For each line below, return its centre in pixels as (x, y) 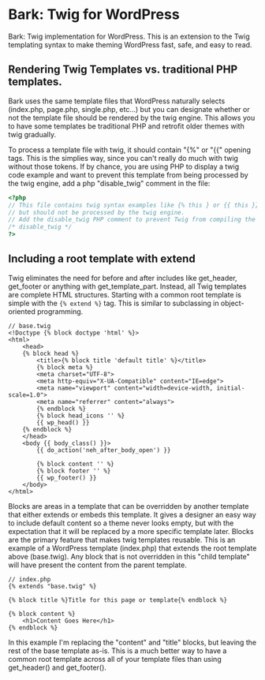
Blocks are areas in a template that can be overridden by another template (129, 506)
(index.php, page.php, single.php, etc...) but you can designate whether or (129, 109)
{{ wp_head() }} (63, 422)
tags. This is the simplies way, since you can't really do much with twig (123, 158)
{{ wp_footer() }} (67, 478)
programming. (60, 311)
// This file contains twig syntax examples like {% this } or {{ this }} (134, 205)
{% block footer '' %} (74, 471)
